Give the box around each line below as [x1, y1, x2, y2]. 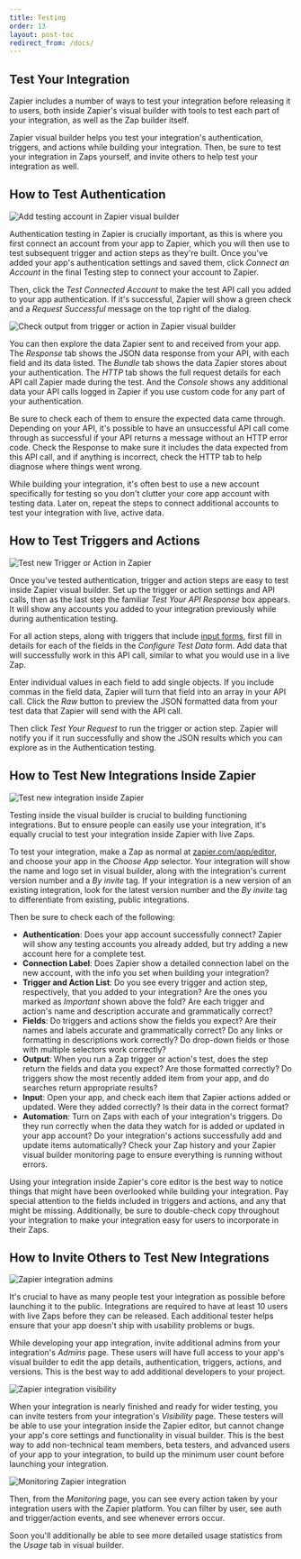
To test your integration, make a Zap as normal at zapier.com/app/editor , [9, 846, 277, 857]
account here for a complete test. [22, 948, 146, 959]
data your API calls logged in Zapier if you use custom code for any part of [9, 386, 286, 397]
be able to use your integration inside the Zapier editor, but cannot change [9, 1420, 285, 1431]
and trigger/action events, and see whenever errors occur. [9, 1513, 226, 1524]
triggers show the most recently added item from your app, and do [22, 1072, 270, 1083]
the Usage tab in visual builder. [9, 1540, 124, 1551]
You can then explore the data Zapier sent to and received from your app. [9, 338, 281, 349]
